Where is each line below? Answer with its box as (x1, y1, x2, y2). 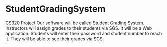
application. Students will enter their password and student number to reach (5, 30, 162, 36)
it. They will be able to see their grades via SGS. (5, 36, 104, 42)
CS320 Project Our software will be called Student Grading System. (5, 20, 145, 26)
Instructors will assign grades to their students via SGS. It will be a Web (5, 25, 152, 31)
